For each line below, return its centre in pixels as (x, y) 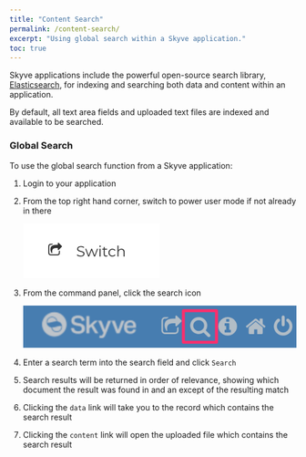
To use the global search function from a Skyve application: (121, 165)
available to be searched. (57, 122)
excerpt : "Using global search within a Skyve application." (128, 38)
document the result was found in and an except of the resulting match (156, 390)
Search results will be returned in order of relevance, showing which (151, 380)
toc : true (28, 48)
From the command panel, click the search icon (112, 293)
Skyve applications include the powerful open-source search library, (138, 75)
